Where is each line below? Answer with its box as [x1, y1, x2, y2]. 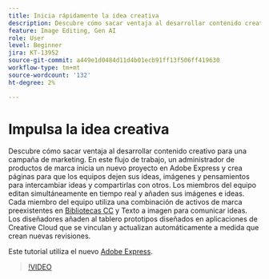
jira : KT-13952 [8, 49, 59, 57]
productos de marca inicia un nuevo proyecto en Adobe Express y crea [8, 163, 243, 173]
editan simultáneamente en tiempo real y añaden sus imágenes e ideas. [8, 189, 245, 198]
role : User [8, 34, 45, 42]
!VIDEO [27, 262, 52, 272]
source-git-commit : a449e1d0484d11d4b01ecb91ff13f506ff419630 [8, 57, 220, 65]
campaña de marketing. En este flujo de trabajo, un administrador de [8, 155, 235, 165]
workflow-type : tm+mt [8, 64, 81, 72]
